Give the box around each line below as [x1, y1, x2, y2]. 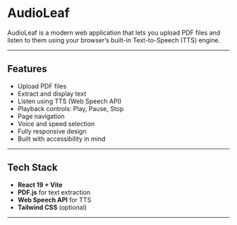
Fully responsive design [17, 127, 87, 135]
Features [7, 63, 47, 75]
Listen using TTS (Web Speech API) [17, 97, 122, 105]
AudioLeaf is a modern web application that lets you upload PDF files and [7, 28, 221, 37]
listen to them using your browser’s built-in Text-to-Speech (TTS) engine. [7, 35, 221, 44]
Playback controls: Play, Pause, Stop [17, 104, 124, 112]
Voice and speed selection [17, 119, 95, 128]
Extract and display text [17, 89, 87, 98]
